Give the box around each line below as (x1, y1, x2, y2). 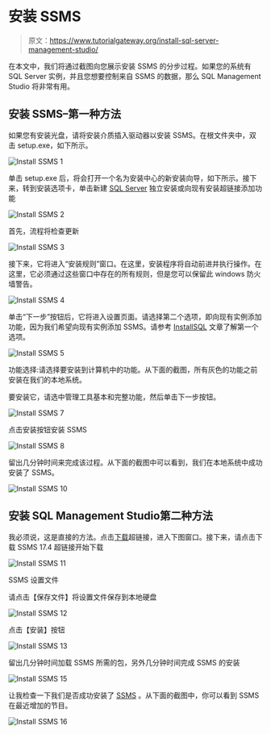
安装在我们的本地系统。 (8, 374, 86, 384)
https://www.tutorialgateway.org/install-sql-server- (49, 35, 219, 45)
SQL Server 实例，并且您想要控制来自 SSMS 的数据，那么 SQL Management (8, 71, 261, 81)
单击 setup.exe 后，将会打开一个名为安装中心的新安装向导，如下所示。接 (8, 173, 250, 182)
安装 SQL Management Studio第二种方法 (8, 509, 214, 523)
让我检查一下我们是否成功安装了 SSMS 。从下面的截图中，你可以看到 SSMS (8, 690, 260, 700)
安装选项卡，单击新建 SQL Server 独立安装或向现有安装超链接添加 (35, 183, 256, 193)
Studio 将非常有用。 (8, 81, 75, 91)
